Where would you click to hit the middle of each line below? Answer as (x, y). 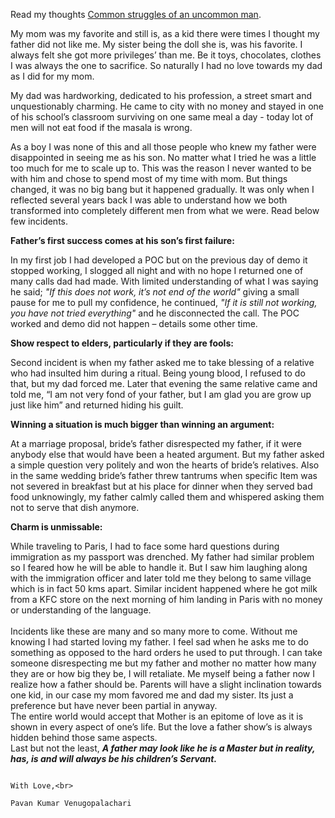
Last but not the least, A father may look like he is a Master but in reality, (163, 748)
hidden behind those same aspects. (84, 737)
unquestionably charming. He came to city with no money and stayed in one (167, 106)
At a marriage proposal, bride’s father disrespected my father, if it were (156, 443)
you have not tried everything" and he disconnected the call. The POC (155, 313)
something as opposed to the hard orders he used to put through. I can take (166, 652)
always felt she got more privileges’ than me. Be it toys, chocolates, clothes (166, 55)
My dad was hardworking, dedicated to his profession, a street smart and (161, 95)
